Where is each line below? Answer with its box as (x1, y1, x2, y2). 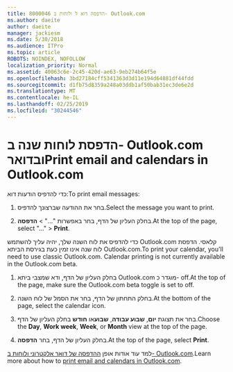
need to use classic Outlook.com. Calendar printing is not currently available (7, 252, 225, 261)
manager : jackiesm (7, 29, 60, 37)
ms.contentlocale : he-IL (7, 95, 79, 102)
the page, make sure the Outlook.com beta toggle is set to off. (17, 280, 195, 289)
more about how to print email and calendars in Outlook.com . (7, 356, 182, 365)
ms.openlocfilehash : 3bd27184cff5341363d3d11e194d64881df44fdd (7, 74, 194, 82)
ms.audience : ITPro (7, 42, 64, 49)
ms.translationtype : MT (7, 88, 76, 95)
